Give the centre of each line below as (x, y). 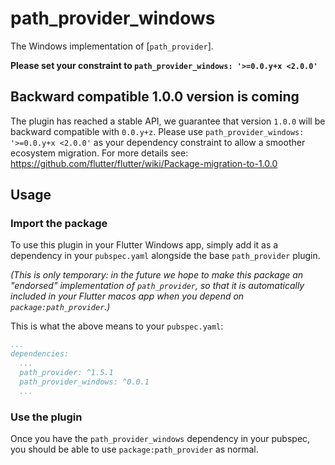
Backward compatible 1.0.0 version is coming (155, 97)
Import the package (59, 224)
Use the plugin (46, 417)
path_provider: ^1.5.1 (66, 373)
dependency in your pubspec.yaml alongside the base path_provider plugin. (165, 256)
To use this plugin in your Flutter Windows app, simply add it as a (144, 245)
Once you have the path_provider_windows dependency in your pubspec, (160, 438)
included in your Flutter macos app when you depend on (127, 296)
